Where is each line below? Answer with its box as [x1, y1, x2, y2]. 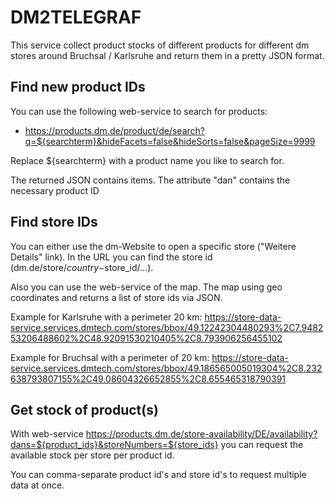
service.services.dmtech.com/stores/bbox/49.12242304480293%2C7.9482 [10, 321, 324, 333]
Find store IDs [10, 214, 98, 231]
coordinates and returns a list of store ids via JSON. [10, 291, 223, 303]
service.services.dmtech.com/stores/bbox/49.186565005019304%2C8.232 [10, 362, 323, 374]
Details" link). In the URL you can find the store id [10, 251, 213, 263]
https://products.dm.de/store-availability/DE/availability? [85, 428, 318, 440]
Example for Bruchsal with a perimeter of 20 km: [10, 351, 210, 363]
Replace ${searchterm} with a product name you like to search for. [10, 154, 285, 166]
